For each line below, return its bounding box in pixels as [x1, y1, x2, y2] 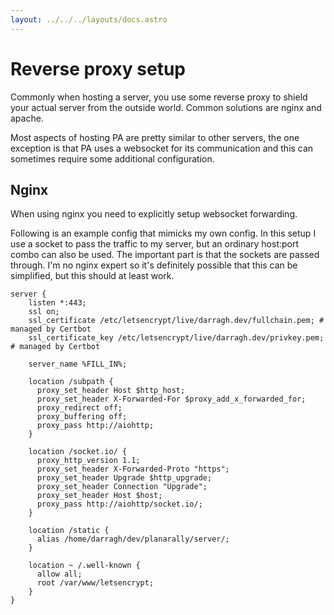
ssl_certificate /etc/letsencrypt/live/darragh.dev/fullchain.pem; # [28, 316, 325, 326]
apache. [10, 112, 44, 124]
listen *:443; [28, 298, 87, 308]
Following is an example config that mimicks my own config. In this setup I [10, 227, 317, 240]
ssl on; [28, 307, 60, 317]
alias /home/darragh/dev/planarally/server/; [36, 534, 230, 545]
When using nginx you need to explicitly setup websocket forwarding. [10, 208, 298, 220]
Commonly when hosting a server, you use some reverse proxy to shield [10, 91, 308, 103]
